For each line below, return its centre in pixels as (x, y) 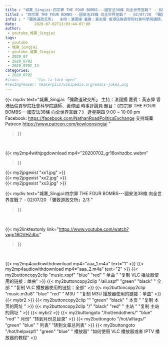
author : (13, 29)
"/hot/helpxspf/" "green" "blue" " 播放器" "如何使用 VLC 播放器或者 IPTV (80, 331)
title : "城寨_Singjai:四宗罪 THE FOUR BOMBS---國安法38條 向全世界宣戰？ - (81, 10)
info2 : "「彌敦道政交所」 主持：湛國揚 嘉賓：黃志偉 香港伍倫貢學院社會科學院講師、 (85, 19)
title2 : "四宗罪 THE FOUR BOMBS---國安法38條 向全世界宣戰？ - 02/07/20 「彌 (83, 15)
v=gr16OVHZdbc (22, 234)
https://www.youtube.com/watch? (94, 229)
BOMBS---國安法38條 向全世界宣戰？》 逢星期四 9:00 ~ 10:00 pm (73, 112)
